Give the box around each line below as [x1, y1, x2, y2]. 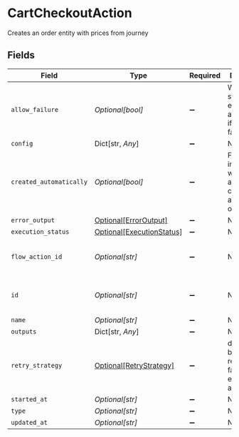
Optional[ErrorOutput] [94, 215, 169, 225]
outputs [11, 327, 37, 336]
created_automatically [11, 178, 87, 186]
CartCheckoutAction [7, 5, 133, 21]
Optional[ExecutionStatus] [94, 227, 183, 237]
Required [189, 70, 221, 80]
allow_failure [11, 106, 59, 113]
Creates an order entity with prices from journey [7, 29, 149, 37]
